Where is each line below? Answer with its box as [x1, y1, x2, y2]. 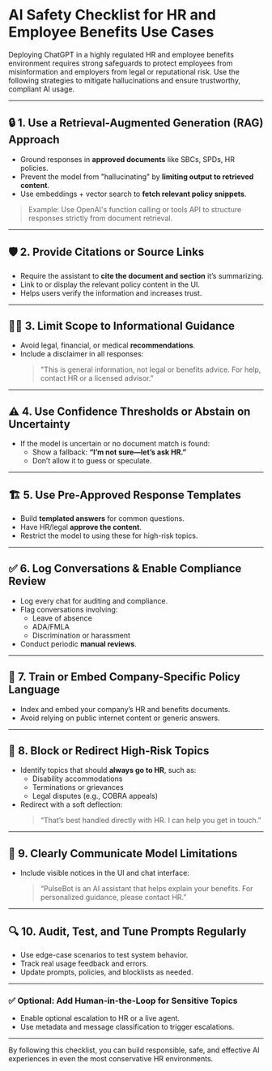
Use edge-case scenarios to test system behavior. [19, 950, 189, 960]
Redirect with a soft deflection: [19, 800, 123, 809]
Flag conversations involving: [19, 604, 118, 614]
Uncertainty [8, 417, 70, 431]
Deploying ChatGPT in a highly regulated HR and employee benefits [8, 49, 235, 59]
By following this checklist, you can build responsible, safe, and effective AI [8, 1045, 260, 1055]
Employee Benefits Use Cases [8, 23, 215, 41]
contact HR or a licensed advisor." [40, 373, 154, 383]
